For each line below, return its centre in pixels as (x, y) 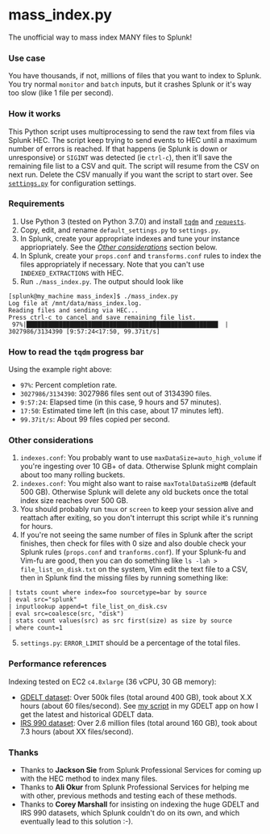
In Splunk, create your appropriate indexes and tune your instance (130, 238)
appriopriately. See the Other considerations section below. (118, 247)
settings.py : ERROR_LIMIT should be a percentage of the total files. (130, 643)
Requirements (37, 203)
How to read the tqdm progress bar (76, 351)
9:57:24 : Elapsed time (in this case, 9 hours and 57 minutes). (120, 402)
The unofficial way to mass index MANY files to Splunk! (100, 37)
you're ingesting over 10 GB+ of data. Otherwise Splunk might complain (139, 467)
